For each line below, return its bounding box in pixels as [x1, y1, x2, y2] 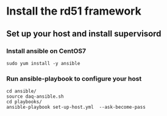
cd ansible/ [6, 88, 37, 95]
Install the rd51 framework [6, 4, 141, 18]
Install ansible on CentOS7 [6, 47, 87, 55]
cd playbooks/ [6, 99, 43, 105]
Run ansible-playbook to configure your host [6, 74, 142, 83]
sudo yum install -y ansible [6, 60, 80, 66]
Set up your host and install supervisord [6, 29, 162, 39]
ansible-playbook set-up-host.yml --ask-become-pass [6, 104, 146, 111]
